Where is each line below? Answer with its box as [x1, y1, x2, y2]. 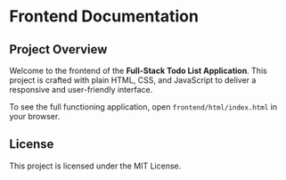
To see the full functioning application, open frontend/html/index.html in [9, 102, 278, 112]
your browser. [9, 111, 61, 121]
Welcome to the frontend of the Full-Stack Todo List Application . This [9, 65, 267, 76]
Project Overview [9, 42, 108, 57]
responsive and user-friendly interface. [9, 85, 153, 94]
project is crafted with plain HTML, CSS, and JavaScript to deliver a [9, 75, 257, 86]
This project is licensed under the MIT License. [9, 160, 182, 171]
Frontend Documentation [9, 6, 199, 27]
